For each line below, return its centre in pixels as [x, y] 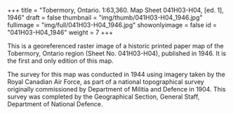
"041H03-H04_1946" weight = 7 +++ [60, 32]
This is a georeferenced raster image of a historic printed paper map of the [115, 46]
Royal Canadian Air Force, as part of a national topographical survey [106, 82]
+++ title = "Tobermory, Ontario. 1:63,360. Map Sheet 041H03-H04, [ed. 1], [116, 10]
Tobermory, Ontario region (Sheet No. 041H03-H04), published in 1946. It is [117, 53]
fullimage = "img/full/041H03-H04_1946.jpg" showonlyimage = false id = [112, 25]
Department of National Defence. [55, 104]
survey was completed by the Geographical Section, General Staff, [104, 97]
